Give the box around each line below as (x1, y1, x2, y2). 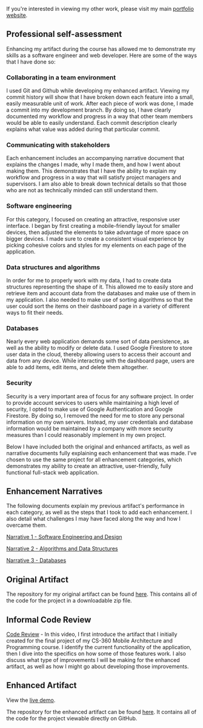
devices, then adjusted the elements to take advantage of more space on (6, 229, 189, 236)
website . (6, 12, 28, 19)
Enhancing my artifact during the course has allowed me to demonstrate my (6, 45, 196, 52)
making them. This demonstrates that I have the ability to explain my (6, 167, 177, 175)
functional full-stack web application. (6, 469, 99, 476)
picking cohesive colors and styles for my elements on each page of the (6, 241, 187, 249)
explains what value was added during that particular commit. (6, 125, 161, 133)
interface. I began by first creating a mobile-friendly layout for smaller (6, 222, 181, 229)
